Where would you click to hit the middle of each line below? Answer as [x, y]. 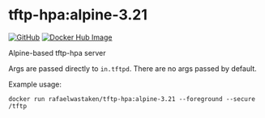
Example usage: [35, 84]
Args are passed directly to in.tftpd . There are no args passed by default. [132, 68]
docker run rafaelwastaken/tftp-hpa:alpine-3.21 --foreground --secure [132, 99]
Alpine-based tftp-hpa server [57, 53]
